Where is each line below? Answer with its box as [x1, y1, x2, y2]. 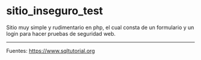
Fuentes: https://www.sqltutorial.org [6, 47, 95, 54]
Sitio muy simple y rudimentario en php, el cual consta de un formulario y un [6, 24, 194, 31]
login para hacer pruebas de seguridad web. [6, 30, 116, 37]
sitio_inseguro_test [6, 4, 103, 18]
